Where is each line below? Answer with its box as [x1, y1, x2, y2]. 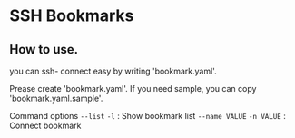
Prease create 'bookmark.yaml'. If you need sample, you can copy [9, 84, 257, 94]
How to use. [9, 42, 79, 57]
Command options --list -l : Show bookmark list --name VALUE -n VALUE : [9, 111, 286, 121]
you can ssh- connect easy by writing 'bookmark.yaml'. [9, 65, 217, 76]
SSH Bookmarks [9, 5, 134, 26]
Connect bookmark [9, 120, 82, 131]
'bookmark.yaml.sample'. [9, 93, 103, 103]
